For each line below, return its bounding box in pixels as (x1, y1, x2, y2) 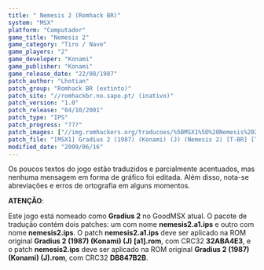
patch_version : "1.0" (8, 99, 79, 107)
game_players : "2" (8, 48, 68, 56)
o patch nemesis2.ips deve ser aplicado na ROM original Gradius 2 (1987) (8, 245, 250, 254)
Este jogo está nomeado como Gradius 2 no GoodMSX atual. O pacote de (8, 211, 247, 221)
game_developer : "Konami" (8, 56, 93, 64)
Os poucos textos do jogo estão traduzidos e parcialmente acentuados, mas (8, 164, 255, 173)
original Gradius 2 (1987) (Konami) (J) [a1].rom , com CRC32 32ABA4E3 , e (8, 236, 251, 246)
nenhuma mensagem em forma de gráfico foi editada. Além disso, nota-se (8, 173, 249, 182)
